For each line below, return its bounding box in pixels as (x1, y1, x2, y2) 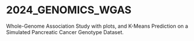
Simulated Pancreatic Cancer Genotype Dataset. (6, 28, 124, 35)
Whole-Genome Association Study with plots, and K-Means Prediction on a (6, 23, 189, 29)
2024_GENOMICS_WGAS (6, 3, 131, 17)
